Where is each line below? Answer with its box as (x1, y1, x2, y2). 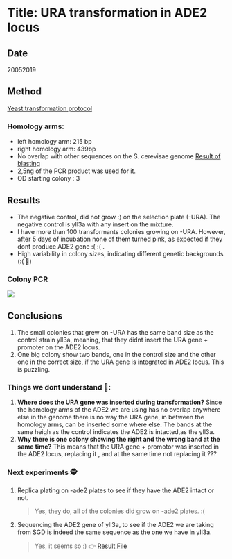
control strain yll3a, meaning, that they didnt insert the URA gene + (17, 335, 208, 344)
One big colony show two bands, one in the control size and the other (17, 351, 216, 359)
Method (7, 85, 42, 98)
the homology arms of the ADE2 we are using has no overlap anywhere (17, 406, 221, 414)
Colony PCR (7, 274, 48, 284)
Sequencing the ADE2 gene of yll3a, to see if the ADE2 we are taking (17, 520, 215, 528)
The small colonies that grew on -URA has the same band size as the (17, 328, 215, 337)
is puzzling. (17, 365, 51, 374)
